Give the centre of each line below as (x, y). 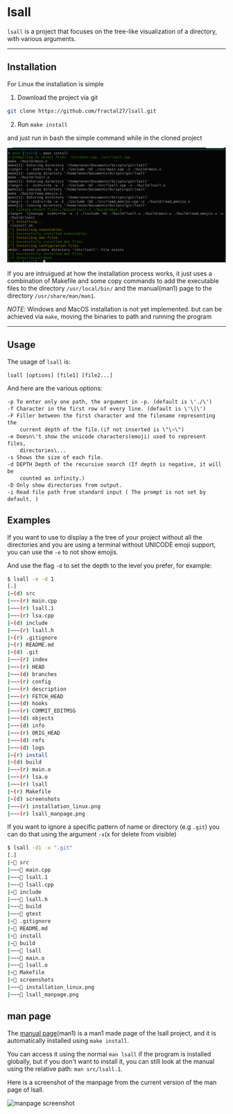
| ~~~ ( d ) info (26, 726)
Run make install (42, 124)
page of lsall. (26, 1090)
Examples (29, 520)
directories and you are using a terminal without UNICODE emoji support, (112, 544)
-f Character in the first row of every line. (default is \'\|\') (107, 409)
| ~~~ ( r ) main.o (29, 770)
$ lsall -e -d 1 (31, 579)
